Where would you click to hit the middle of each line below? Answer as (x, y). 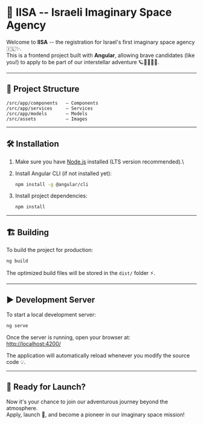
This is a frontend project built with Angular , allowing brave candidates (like (101, 55)
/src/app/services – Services (50, 108)
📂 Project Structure (43, 89)
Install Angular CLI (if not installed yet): (63, 173)
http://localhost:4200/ (34, 343)
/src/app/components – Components (52, 103)
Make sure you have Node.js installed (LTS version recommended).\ (99, 161)
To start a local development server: (51, 314)
